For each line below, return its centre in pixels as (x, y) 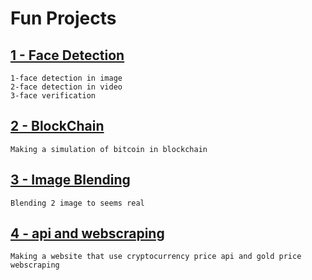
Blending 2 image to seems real (77, 203)
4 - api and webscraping (87, 233)
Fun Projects (63, 18)
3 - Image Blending (70, 180)
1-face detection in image (66, 78)
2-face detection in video (66, 87)
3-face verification (53, 96)
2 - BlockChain (57, 126)
